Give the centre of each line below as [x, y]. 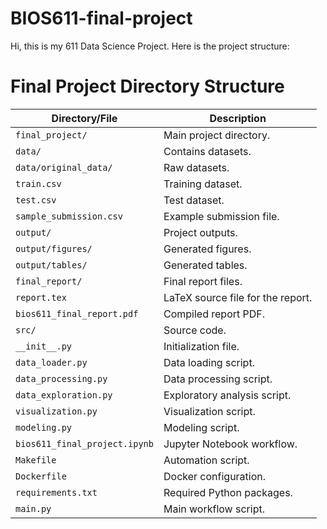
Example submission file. [221, 216]
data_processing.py [61, 378]
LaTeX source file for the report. [238, 297]
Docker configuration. [215, 476]
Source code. [195, 330]
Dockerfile [41, 476]
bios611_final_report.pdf [77, 313]
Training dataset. [203, 184]
